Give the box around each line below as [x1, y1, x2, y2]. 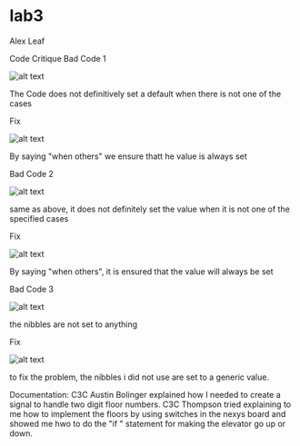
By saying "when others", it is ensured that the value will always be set [9, 265, 275, 277]
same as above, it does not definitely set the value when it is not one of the [9, 203, 291, 214]
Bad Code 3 [9, 283, 55, 294]
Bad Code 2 [9, 168, 55, 179]
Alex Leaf [9, 35, 45, 46]
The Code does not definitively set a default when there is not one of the [9, 88, 282, 99]
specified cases [9, 213, 69, 223]
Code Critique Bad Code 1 [9, 53, 106, 64]
